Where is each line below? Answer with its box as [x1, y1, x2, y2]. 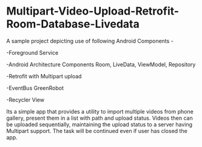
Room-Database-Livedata [6, 17, 140, 31]
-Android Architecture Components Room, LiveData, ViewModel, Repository [6, 61, 196, 68]
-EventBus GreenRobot [6, 84, 64, 92]
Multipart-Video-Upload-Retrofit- [6, 4, 180, 18]
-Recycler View [6, 96, 44, 103]
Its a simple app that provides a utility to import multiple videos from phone [6, 108, 194, 115]
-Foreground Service [6, 49, 59, 56]
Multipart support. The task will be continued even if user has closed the [6, 127, 188, 134]
